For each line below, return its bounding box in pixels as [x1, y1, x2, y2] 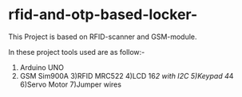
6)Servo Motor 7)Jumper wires [19, 80, 122, 89]
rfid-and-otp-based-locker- [8, 6, 198, 24]
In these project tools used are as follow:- [8, 47, 145, 56]
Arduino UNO [19, 62, 65, 72]
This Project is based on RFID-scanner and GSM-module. [8, 32, 197, 41]
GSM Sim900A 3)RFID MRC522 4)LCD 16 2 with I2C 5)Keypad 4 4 [19, 71, 234, 80]
